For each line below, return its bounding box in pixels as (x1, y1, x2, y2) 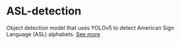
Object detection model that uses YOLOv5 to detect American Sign (6, 24, 175, 31)
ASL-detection (6, 4, 82, 18)
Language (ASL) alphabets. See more (6, 30, 101, 37)
